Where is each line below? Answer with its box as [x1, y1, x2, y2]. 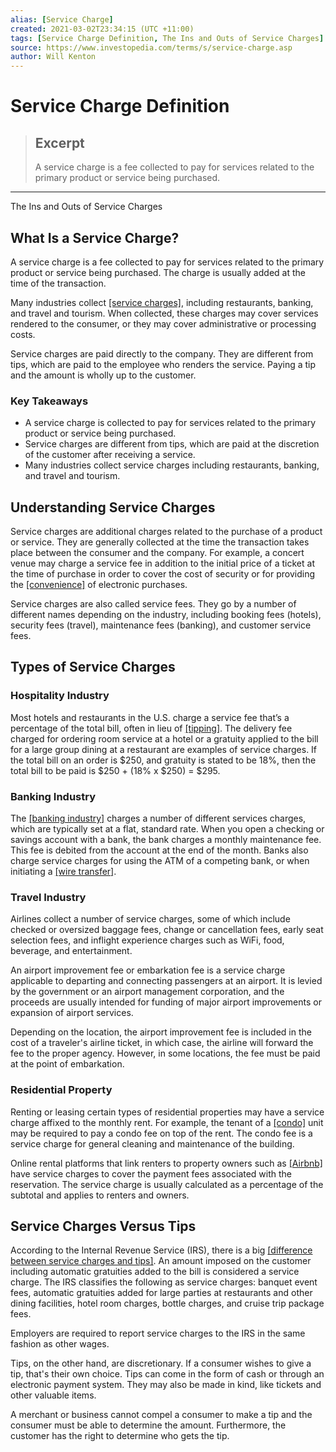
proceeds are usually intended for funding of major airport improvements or [10, 996, 322, 1008]
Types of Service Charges [10, 659, 176, 676]
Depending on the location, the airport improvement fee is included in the [10, 1026, 312, 1038]
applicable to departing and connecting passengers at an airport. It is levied [10, 975, 323, 987]
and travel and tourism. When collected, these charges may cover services [10, 307, 319, 319]
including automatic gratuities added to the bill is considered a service [10, 1266, 300, 1278]
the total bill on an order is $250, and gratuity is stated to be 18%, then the [10, 754, 317, 766]
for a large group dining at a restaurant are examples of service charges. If [10, 743, 318, 755]
